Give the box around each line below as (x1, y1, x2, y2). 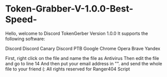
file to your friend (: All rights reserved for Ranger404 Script (5, 66, 130, 72)
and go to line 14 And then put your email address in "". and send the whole (5, 60, 162, 66)
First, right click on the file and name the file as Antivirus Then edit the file (5, 55, 159, 61)
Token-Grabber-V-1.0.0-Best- (5, 3, 134, 15)
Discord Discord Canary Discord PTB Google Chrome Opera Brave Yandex (5, 45, 160, 51)
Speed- (5, 14, 37, 25)
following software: (5, 36, 46, 42)
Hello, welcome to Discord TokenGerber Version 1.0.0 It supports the (5, 30, 148, 36)
